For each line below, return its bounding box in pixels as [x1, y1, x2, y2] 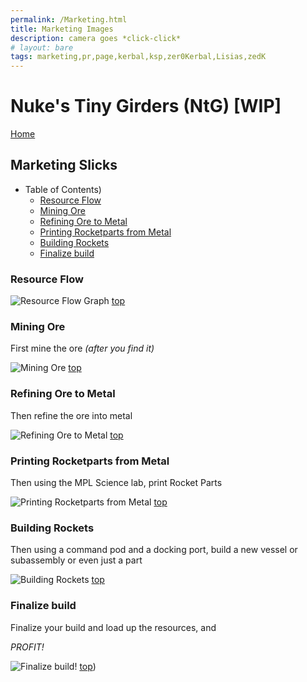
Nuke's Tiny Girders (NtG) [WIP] [10, 95, 282, 118]
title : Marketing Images [10, 24, 114, 34]
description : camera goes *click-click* [10, 33, 182, 43]
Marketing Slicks [10, 157, 118, 174]
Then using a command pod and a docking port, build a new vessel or [10, 544, 298, 556]
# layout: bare [10, 42, 74, 53]
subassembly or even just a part [10, 554, 143, 566]
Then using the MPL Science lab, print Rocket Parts [10, 477, 223, 489]
